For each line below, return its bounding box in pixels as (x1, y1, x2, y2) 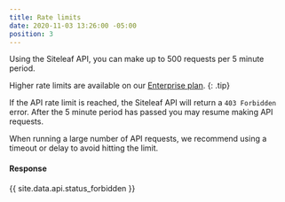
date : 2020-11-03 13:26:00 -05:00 (9, 21, 138, 30)
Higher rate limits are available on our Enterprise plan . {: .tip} (9, 81, 231, 91)
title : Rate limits (9, 12, 82, 22)
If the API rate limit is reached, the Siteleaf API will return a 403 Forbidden (9, 97, 277, 108)
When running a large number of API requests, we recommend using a (9, 134, 267, 144)
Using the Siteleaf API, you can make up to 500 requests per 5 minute (9, 54, 265, 65)
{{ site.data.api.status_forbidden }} (9, 183, 136, 193)
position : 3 (9, 29, 53, 38)
